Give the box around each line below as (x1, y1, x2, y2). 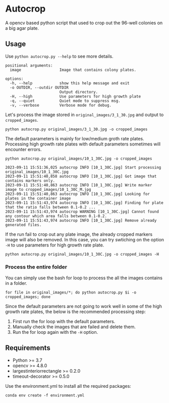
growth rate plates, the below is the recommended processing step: (5, 309, 146, 315)
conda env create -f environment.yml (5, 392, 85, 398)
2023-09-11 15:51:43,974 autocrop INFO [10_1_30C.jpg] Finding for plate (5, 200, 164, 205)
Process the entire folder (5, 263, 67, 270)
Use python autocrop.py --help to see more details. (5, 53, 114, 59)
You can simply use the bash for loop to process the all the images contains (5, 275, 163, 281)
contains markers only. (5, 178, 55, 183)
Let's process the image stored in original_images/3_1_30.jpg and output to (5, 112, 164, 118)
